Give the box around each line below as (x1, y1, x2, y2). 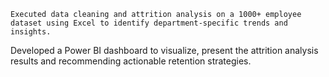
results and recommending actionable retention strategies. (10, 55, 252, 67)
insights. (10, 27, 52, 37)
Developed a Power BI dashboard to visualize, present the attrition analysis (10, 45, 319, 56)
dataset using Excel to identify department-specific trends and (10, 18, 288, 28)
